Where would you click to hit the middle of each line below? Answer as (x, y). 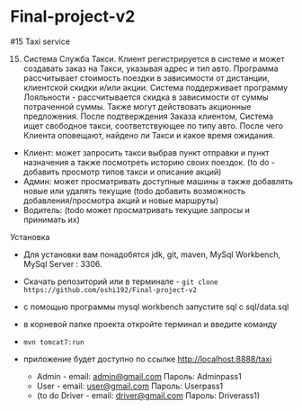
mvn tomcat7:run (53, 342)
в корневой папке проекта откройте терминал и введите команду (150, 324)
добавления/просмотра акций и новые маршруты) (121, 201)
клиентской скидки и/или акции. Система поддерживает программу (155, 87)
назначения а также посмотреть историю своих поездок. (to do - (149, 162)
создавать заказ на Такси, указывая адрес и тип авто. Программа (151, 68)
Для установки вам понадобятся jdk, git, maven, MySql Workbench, (152, 254)
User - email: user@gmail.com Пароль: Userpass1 (130, 386)
